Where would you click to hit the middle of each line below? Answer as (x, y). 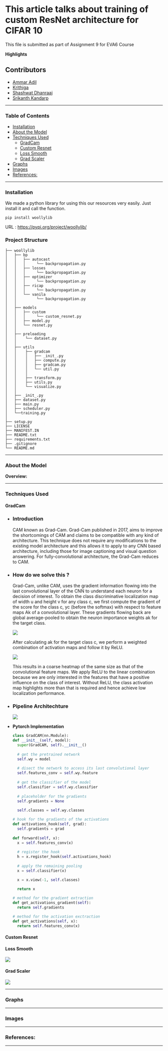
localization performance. (39, 693)
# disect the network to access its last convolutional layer (83, 769)
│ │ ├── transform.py (33, 378)
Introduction (28, 519)
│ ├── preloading (25, 334)
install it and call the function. (35, 209)
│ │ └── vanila (25, 294)
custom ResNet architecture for (72, 20)
